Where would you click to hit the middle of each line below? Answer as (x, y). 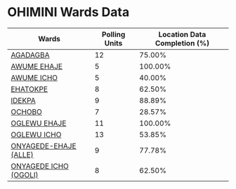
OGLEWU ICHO (36, 134)
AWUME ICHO (34, 78)
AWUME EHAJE (37, 66)
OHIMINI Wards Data (68, 12)
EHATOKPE (29, 89)
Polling (113, 34)
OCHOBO (26, 111)
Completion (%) (182, 43)
